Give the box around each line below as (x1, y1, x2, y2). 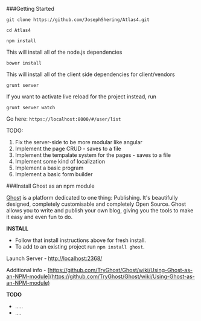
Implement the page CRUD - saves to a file (14, 145, 122, 152)
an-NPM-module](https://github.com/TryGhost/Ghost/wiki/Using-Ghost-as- (6, 273, 195, 280)
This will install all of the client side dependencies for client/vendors (6, 71, 175, 78)
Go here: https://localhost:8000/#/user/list (6, 115, 121, 122)
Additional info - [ (6, 267, 50, 273)
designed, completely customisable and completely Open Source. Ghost (6, 200, 187, 208)
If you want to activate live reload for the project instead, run (6, 93, 157, 100)
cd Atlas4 (6, 27, 31, 33)
